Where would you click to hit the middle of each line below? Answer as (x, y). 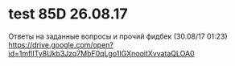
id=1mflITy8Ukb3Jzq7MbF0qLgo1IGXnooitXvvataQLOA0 (101, 53)
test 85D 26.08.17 (68, 14)
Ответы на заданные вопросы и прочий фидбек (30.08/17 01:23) (118, 36)
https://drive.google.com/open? (61, 44)
